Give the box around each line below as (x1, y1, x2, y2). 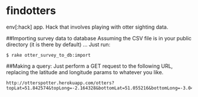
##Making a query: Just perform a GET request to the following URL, (6, 63, 173, 70)
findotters (6, 4, 56, 18)
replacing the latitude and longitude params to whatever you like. (6, 68, 164, 75)
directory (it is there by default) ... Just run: (6, 41, 111, 48)
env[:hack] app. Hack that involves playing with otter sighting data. (6, 23, 169, 30)
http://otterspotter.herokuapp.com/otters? (6, 80, 115, 86)
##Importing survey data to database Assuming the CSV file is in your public (6, 34, 192, 41)
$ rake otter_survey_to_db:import (6, 52, 91, 58)
